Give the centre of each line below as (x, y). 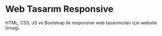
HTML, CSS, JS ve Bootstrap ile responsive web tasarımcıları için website (81, 23)
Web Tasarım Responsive (59, 9)
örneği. (13, 28)
